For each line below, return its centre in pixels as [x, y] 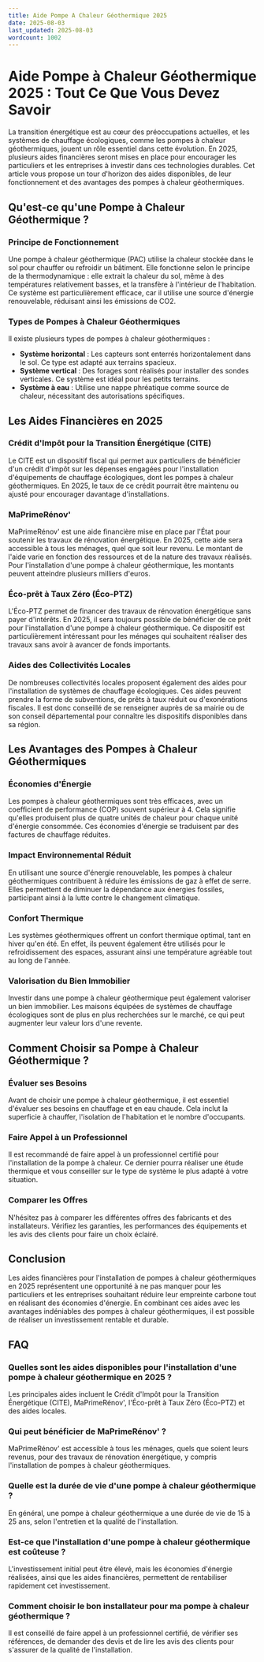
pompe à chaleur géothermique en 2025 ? [90, 1377]
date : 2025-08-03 [37, 23]
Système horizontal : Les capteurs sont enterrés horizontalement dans [135, 354]
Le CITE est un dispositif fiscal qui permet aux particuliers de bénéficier [125, 460]
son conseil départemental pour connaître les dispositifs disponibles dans [128, 716]
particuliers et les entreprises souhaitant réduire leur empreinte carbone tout [132, 1295]
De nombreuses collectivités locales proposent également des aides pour [127, 682]
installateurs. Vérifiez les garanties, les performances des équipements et [128, 1225]
